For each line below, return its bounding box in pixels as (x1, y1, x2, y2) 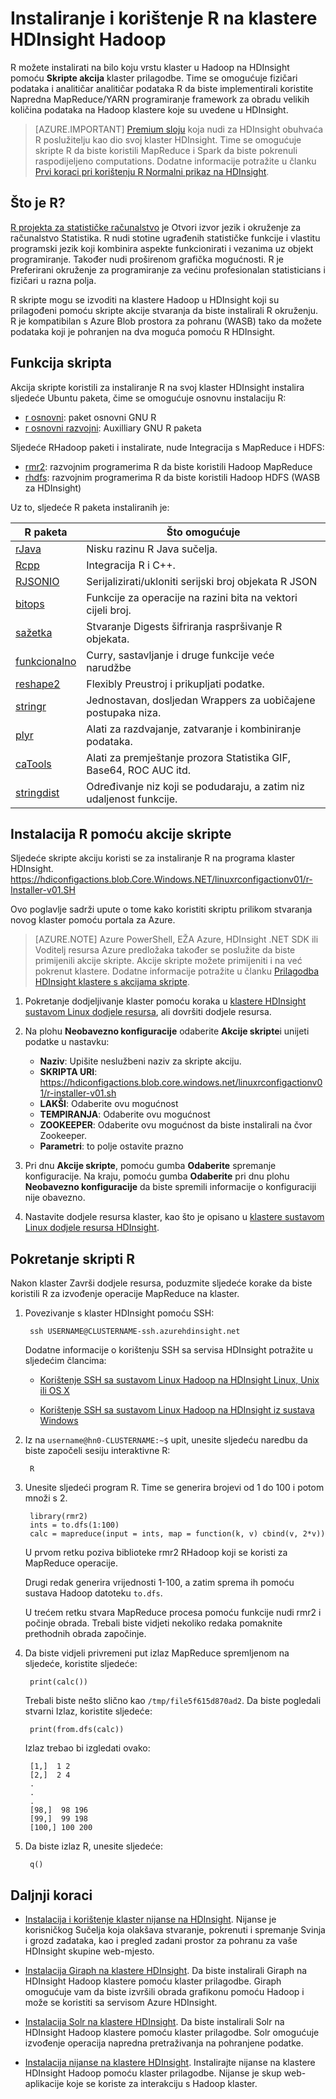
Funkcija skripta (10, 355, 112, 372)
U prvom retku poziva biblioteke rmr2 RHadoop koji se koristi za (24, 1547, 288, 1559)
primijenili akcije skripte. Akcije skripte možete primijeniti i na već (34, 955, 303, 967)
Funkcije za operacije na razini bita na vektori (86, 590, 298, 604)
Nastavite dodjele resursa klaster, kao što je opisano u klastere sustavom (24, 1211, 325, 1223)
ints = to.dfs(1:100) (29, 1520, 120, 1531)
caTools (15, 757, 52, 771)
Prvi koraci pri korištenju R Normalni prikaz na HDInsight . (34, 165, 270, 177)
